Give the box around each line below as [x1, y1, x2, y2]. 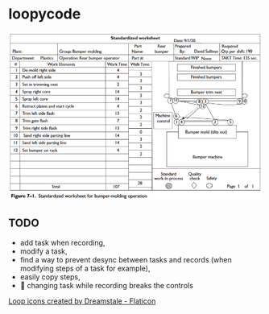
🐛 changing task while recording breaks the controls [19, 280, 193, 290]
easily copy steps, [19, 271, 81, 282]
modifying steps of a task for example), [19, 263, 151, 273]
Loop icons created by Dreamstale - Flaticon [8, 295, 156, 306]
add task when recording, [19, 238, 106, 247]
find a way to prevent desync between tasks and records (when [19, 254, 232, 264]
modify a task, [19, 246, 68, 256]
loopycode [8, 5, 81, 23]
